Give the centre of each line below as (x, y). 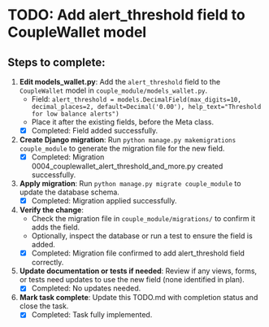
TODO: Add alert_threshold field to (126, 15)
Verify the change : (52, 210)
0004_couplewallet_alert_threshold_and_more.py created (127, 166)
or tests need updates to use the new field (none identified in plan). (132, 280)
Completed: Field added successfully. (95, 131)
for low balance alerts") (75, 114)
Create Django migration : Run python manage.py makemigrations (128, 140)
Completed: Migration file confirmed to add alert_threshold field (138, 253)
